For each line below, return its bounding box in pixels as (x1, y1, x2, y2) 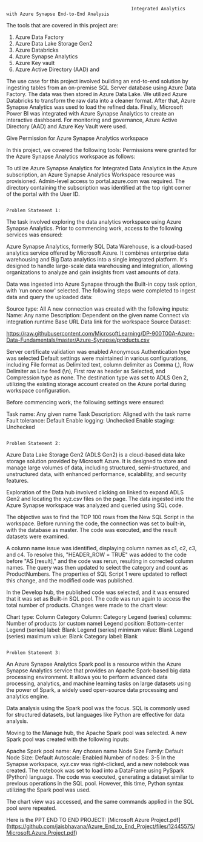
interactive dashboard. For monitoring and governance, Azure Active (6, 116, 178, 123)
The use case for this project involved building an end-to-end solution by (6, 78, 189, 85)
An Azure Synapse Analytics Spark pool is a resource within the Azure (6, 660, 182, 668)
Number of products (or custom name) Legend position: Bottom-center (6, 620, 184, 627)
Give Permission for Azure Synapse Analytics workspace (6, 134, 148, 142)
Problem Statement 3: (6, 650, 61, 656)
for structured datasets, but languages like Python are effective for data (6, 711, 185, 718)
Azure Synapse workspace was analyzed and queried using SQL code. (6, 502, 184, 509)
